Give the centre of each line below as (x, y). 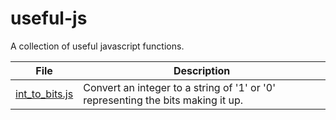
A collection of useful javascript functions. (97, 46)
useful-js (49, 18)
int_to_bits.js (44, 94)
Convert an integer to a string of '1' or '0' (179, 87)
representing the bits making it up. (163, 100)
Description (202, 70)
